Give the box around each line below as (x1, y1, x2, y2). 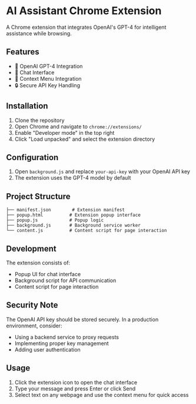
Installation (6, 101, 48, 111)
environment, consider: (6, 322, 62, 329)
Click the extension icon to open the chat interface (14, 379, 137, 386)
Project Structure (6, 191, 71, 201)
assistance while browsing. (6, 29, 72, 37)
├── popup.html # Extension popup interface (6, 212, 141, 218)
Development (6, 243, 57, 254)
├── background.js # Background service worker (6, 223, 141, 229)
